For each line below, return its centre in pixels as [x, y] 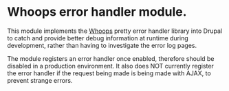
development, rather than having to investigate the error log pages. [102, 45]
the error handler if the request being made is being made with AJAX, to [109, 73]
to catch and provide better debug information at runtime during [98, 38]
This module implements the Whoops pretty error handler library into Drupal [115, 31]
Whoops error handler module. [97, 12]
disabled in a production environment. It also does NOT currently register [111, 66]
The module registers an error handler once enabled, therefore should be [111, 58]
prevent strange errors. [40, 80]
